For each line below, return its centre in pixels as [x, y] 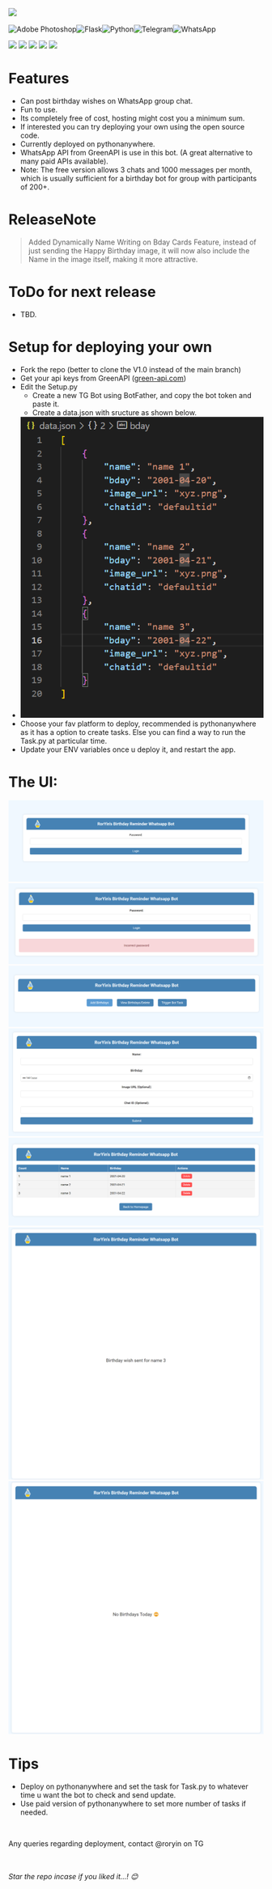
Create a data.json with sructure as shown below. [114, 412]
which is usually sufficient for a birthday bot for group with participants [138, 178]
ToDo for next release [82, 292]
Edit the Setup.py [49, 386]
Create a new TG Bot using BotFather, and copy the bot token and [142, 395]
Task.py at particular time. [64, 741]
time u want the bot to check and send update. [98, 1795]
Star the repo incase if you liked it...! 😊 [73, 1876]
